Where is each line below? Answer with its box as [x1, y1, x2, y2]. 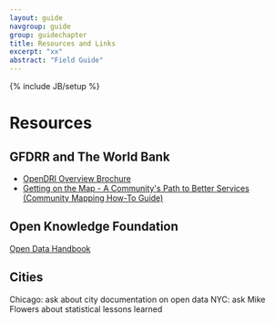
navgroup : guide [9, 22, 71, 31]
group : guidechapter [9, 30, 88, 39]
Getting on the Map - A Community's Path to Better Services [22, 183, 250, 193]
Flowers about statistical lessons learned [9, 303, 163, 315]
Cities [9, 270, 44, 286]
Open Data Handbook [9, 243, 91, 254]
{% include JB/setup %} [9, 81, 100, 91]
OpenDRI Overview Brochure [22, 173, 132, 183]
